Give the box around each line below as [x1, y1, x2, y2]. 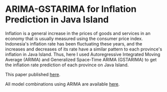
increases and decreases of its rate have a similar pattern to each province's [5, 46, 163, 52]
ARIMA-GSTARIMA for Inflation [5, 3, 137, 15]
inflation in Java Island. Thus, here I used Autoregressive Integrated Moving [5, 51, 161, 57]
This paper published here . [5, 71, 61, 77]
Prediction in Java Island [5, 14, 109, 25]
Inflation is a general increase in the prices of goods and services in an [5, 30, 151, 36]
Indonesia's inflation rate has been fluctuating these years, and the [5, 41, 143, 46]
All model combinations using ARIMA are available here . [5, 81, 120, 87]
